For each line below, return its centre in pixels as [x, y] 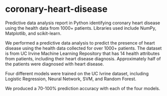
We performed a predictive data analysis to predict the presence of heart [80, 43]
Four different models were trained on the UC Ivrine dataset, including [77, 73]
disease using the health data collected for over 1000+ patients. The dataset [83, 48]
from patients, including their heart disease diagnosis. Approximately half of [83, 58]
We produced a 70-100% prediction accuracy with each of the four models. [83, 88]
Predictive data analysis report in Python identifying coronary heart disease [83, 23]
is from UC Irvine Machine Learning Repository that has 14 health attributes [83, 53]
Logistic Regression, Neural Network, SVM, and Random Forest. [71, 79]
